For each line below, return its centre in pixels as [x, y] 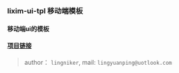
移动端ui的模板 [28, 28]
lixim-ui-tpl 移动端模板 [45, 10]
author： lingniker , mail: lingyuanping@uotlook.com [98, 62]
